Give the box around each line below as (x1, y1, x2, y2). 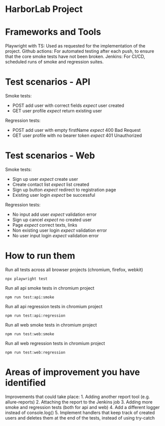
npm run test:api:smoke (5, 295, 55, 300)
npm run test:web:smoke (5, 331, 55, 337)
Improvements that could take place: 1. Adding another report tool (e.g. (5, 394, 150, 400)
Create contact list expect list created (12, 181, 89, 187)
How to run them (5, 250, 76, 262)
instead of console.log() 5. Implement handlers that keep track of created (5, 410, 155, 416)
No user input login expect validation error (12, 233, 99, 238)
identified (5, 377, 46, 389)
